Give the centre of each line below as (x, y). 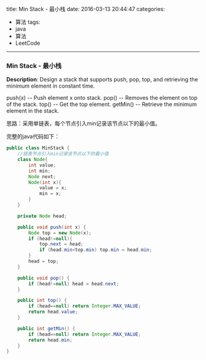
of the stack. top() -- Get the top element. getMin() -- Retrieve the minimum (102, 104)
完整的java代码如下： (33, 137)
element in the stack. (33, 111)
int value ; (42, 165)
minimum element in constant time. (51, 86)
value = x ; (53, 188)
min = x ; (50, 194)
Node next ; (42, 176)
